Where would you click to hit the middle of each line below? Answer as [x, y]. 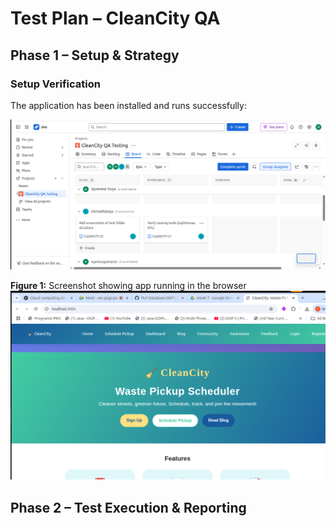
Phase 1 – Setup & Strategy [95, 55]
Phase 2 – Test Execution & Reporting [128, 507]
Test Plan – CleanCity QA [115, 18]
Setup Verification [55, 84]
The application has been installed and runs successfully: [128, 105]
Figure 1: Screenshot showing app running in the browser [128, 285]
